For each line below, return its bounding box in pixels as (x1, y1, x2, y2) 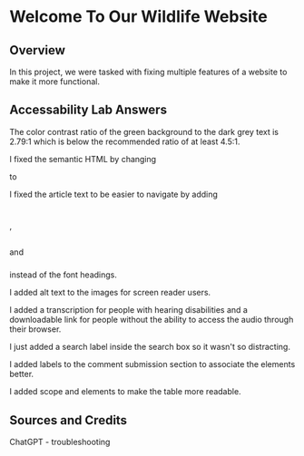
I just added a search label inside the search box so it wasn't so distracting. (9, 342, 290, 353)
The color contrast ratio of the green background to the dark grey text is (9, 126, 279, 137)
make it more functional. (9, 76, 100, 87)
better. (9, 369, 34, 380)
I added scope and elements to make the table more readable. (9, 386, 242, 397)
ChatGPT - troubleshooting (9, 437, 111, 448)
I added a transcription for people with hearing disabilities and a (9, 305, 248, 315)
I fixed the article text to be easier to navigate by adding (9, 189, 218, 199)
